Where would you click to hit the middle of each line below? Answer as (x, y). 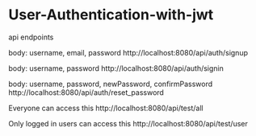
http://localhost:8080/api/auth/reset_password (86, 92)
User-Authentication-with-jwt (111, 15)
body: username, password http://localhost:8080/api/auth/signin (116, 68)
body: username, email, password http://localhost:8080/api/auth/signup (128, 52)
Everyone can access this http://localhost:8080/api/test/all (106, 108)
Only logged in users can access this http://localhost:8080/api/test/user (128, 123)
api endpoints (31, 37)
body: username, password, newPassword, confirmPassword (111, 84)
